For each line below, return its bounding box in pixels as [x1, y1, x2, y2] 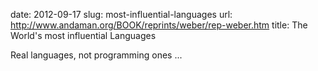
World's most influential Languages [10, 30, 157, 41]
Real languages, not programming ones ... [10, 49, 183, 61]
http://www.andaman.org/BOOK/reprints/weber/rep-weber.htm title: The [10, 19, 308, 31]
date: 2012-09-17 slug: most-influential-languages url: [10, 9, 233, 20]
